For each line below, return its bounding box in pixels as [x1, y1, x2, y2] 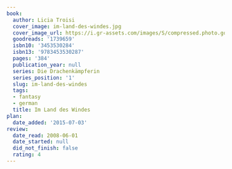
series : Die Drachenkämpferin [12, 68, 100, 74]
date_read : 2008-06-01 [12, 132, 78, 139]
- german [12, 100, 38, 107]
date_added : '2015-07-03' [12, 119, 88, 126]
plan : [6, 112, 22, 119]
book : [6, 10, 22, 17]
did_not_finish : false [12, 145, 78, 152]
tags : [12, 87, 29, 94]
